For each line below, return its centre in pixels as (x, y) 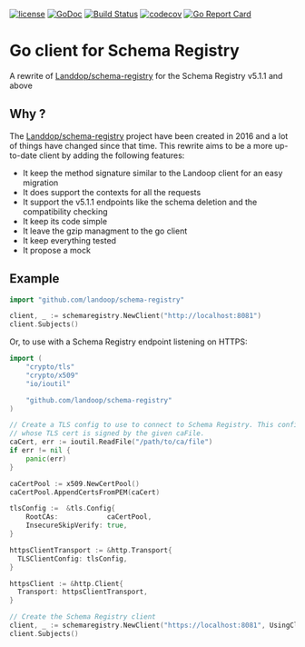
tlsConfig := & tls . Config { (63, 509)
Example (34, 279)
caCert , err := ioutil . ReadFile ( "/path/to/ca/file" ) (111, 442)
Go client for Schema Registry (125, 51)
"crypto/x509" (52, 375)
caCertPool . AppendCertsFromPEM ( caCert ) (85, 492)
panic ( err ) (46, 459)
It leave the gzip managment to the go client (105, 231)
